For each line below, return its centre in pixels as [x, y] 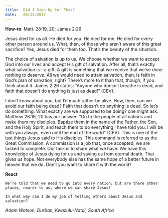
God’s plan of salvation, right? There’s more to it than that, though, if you [80, 80]
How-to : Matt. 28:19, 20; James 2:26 [43, 29]
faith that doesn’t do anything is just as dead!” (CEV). [60, 91]
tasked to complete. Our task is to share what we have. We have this [76, 148]
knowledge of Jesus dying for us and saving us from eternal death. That [80, 154]
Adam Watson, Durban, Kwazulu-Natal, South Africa [60, 210]
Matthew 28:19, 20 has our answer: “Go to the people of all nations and [79, 116]
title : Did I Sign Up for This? [40, 10]
